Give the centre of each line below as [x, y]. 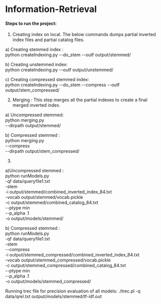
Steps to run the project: [31, 23]
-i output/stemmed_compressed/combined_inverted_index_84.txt [72, 255]
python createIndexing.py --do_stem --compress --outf [62, 85]
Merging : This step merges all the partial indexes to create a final [80, 100]
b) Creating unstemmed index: [36, 65]
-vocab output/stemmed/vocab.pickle [44, 197]
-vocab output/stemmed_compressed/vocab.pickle [58, 260]
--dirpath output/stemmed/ [33, 126]
